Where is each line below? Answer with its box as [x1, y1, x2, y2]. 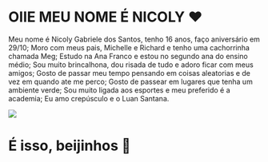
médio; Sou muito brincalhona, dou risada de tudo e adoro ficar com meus [8, 60, 254, 69]
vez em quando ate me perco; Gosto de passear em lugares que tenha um [8, 77, 254, 86]
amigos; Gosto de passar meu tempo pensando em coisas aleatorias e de [8, 68, 250, 77]
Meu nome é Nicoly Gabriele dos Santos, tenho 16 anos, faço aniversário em [8, 34, 260, 44]
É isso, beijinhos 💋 [8, 136, 131, 155]
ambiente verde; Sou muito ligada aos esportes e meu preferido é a [8, 85, 230, 95]
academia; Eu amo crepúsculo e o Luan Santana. [8, 93, 170, 103]
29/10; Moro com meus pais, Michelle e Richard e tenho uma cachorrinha [8, 42, 250, 52]
